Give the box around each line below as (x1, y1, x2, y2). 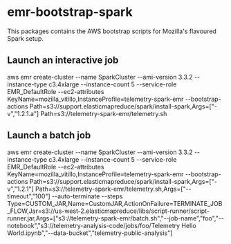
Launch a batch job (7, 129, 91, 142)
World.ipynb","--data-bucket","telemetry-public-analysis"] (7, 229, 173, 237)
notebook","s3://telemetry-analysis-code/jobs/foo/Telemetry (7, 221, 181, 229)
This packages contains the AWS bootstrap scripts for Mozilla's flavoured (7, 27, 216, 35)
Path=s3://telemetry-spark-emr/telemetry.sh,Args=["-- (35, 185, 192, 193)
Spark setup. (7, 34, 44, 42)
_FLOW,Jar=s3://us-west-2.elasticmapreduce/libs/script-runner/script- (7, 207, 210, 215)
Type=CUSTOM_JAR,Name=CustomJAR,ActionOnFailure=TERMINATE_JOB (7, 199, 223, 207)
